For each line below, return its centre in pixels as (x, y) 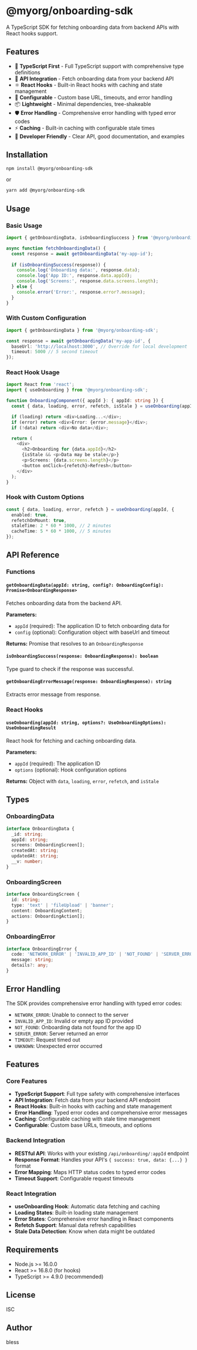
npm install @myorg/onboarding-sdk (50, 168)
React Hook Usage (33, 373)
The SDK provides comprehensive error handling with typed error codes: (94, 1003)
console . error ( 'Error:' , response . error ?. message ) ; (81, 292)
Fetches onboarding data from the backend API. (64, 603)
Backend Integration (36, 1140)
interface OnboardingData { (40, 829)
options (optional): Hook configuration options (71, 770)
